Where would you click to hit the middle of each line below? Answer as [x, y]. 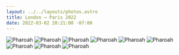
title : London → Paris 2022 [41, 17]
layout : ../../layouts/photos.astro [52, 12]
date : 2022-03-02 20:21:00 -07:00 [50, 23]
